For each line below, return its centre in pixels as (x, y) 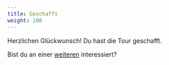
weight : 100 (25, 20)
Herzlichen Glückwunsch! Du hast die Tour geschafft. (84, 40)
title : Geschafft (33, 14)
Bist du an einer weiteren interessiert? (62, 54)
